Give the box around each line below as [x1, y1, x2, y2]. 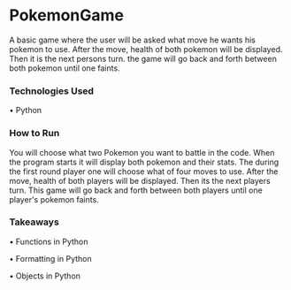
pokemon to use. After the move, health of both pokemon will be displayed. [9, 43, 283, 54]
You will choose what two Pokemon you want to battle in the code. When [9, 147, 275, 157]
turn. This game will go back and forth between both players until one [9, 185, 263, 195]
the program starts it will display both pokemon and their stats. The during [9, 156, 280, 167]
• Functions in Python [9, 236, 88, 247]
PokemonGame [9, 5, 125, 26]
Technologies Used [9, 85, 95, 97]
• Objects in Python [9, 271, 81, 281]
